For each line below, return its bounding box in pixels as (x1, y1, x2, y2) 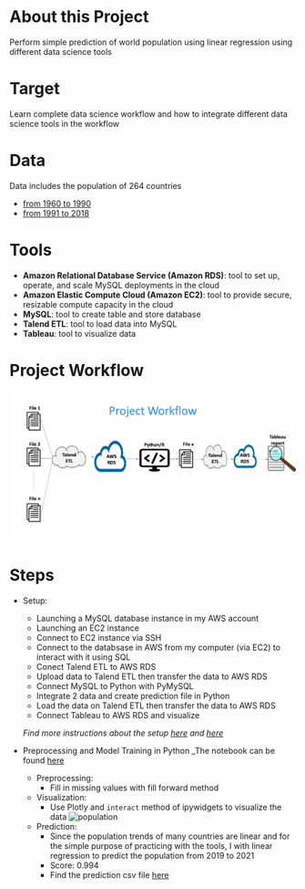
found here (22, 755, 65, 766)
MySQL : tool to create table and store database (22, 309, 202, 319)
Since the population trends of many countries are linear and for (49, 831, 290, 842)
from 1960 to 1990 (22, 198, 92, 209)
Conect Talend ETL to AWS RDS (36, 662, 157, 673)
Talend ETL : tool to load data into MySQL (22, 318, 178, 329)
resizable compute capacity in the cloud (22, 298, 174, 309)
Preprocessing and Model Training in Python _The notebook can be (22, 746, 276, 757)
